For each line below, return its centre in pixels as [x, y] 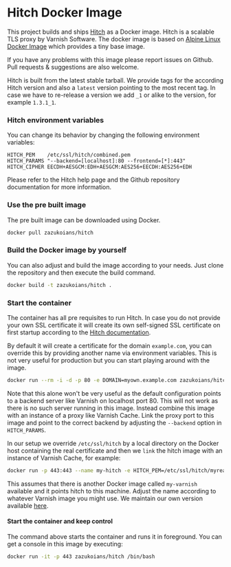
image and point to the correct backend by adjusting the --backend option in [114, 422]
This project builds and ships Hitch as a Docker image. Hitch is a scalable [111, 32]
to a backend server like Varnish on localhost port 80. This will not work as [113, 400]
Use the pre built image [47, 205]
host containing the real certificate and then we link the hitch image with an [115, 450]
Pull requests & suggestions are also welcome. [73, 67]
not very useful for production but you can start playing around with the [109, 360]
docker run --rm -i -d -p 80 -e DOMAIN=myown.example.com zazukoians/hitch [118, 380]
